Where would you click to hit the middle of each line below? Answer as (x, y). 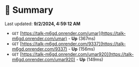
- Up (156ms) (81, 49)
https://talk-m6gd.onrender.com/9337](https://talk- (74, 43)
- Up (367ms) (82, 38)
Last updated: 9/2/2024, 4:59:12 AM (43, 24)
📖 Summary (29, 10)
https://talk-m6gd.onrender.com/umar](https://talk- (74, 33)
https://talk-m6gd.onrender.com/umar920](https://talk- (78, 54)
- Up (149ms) (90, 59)
